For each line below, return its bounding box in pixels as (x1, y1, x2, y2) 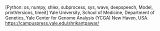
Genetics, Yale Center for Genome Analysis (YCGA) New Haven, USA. (5, 15, 149, 20)
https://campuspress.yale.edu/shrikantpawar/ (5, 20, 99, 26)
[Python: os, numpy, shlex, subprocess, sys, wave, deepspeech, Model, (5, 4, 153, 10)
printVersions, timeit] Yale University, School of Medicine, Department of (5, 9, 155, 15)
